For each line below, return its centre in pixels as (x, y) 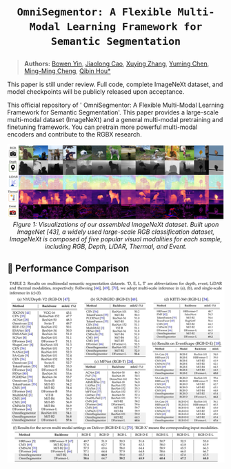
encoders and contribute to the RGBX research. (75, 134)
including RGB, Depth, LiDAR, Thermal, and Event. (116, 247)
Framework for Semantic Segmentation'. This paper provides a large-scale (113, 112)
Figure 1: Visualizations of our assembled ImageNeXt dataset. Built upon (116, 225)
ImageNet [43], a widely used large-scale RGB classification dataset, (116, 232)
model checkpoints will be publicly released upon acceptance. (96, 92)
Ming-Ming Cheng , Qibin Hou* (67, 71)
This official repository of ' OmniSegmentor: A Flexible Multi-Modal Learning (115, 105)
